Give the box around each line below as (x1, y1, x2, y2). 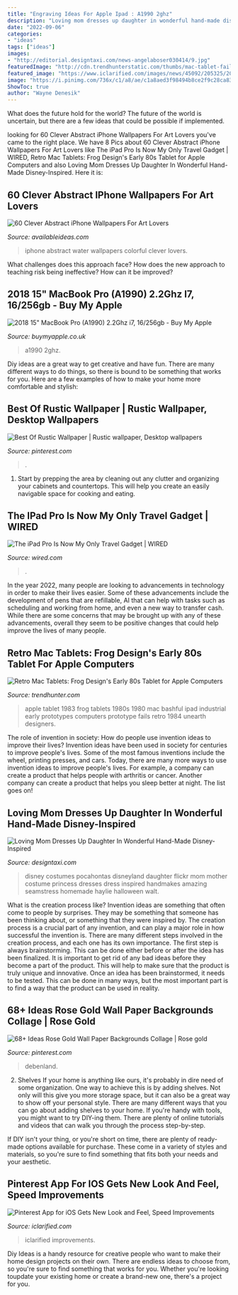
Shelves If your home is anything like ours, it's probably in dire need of (17, 1075, 224, 1084)
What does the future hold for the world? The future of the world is (7, 109, 202, 118)
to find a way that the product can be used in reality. (7, 984, 160, 992)
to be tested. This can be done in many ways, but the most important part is (7, 977, 229, 984)
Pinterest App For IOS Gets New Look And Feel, (7, 1178, 220, 1191)
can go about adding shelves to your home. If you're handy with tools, (17, 1106, 222, 1114)
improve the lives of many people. (7, 626, 106, 635)
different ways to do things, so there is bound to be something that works (7, 367, 222, 375)
